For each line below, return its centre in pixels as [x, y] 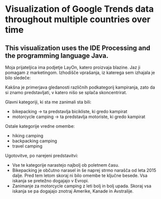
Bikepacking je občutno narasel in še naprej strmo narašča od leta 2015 [84, 170]
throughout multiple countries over [78, 19]
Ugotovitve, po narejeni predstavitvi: [42, 156]
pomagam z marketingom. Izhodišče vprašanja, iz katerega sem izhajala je [80, 73]
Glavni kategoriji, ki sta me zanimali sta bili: [48, 102]
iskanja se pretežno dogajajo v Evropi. [50, 181]
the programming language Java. [57, 56]
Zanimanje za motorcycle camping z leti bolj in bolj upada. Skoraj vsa [82, 186]
